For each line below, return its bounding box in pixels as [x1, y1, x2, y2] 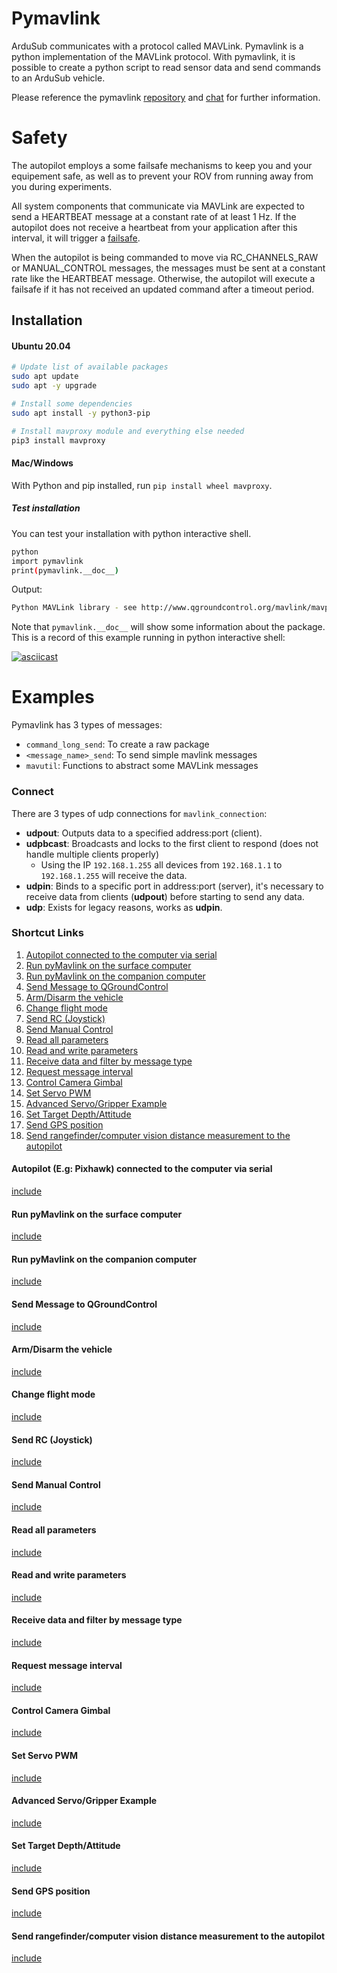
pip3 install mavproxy [11, 435, 106, 446]
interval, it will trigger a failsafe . [11, 232, 141, 244]
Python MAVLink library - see [11, 603, 138, 613]
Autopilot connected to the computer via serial [25, 948, 218, 961]
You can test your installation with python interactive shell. [11, 527, 252, 539]
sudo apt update [11, 372, 79, 382]
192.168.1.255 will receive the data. [40, 869, 188, 881]
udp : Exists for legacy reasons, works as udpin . [25, 901, 223, 913]
